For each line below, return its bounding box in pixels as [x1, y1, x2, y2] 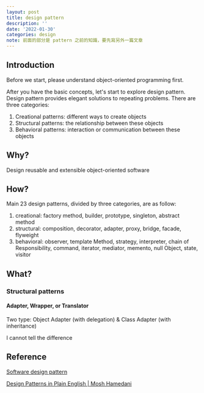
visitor [15, 251, 31, 259]
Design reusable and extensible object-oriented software [6, 166, 150, 174]
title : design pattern [6, 15, 64, 21]
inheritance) [6, 322, 37, 329]
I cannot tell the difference [6, 334, 73, 341]
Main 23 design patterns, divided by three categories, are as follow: [6, 200, 177, 208]
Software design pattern [6, 368, 68, 375]
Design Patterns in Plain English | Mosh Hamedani [6, 380, 132, 387]
